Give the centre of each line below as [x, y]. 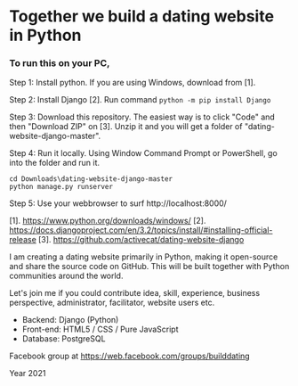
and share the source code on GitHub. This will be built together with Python [149, 267]
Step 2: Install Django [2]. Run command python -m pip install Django [140, 100]
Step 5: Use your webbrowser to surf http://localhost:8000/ [118, 203]
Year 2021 [28, 374]
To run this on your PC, [60, 63]
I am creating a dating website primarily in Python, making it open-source [144, 257]
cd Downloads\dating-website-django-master [91, 179]
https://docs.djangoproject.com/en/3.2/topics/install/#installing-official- [141, 230]
